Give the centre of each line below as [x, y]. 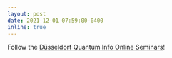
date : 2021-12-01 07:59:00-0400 [55, 21]
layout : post [27, 14]
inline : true [27, 27]
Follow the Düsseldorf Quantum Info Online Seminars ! [86, 47]
